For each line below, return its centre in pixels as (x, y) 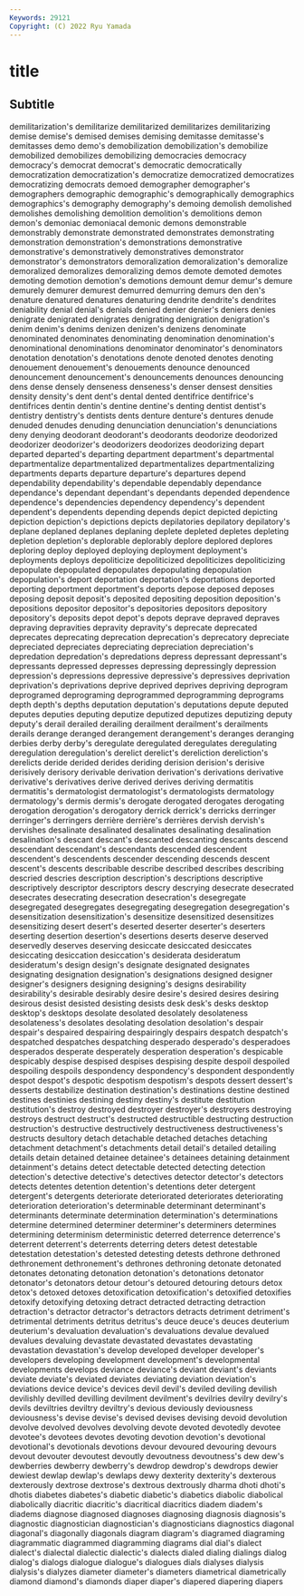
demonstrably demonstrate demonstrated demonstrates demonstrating (142, 232)
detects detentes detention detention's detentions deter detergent (133, 1186)
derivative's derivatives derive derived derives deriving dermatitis (132, 782)
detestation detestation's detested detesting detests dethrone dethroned (145, 1253)
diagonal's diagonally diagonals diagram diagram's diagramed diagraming (147, 1533)
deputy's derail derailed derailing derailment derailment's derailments (139, 724)
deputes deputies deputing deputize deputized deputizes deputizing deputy (151, 714)
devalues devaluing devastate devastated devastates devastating (131, 1340)
